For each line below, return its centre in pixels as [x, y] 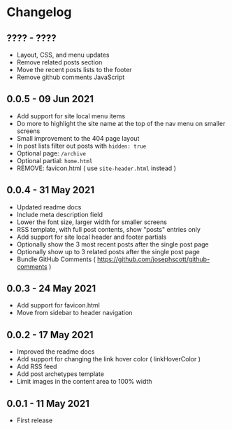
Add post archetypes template [60, 374]
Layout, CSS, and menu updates [63, 55]
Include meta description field [59, 214]
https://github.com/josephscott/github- [153, 259]
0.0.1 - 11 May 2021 [48, 403]
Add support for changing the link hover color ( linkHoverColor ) [108, 359]
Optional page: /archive [51, 153]
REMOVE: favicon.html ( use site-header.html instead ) [96, 168]
